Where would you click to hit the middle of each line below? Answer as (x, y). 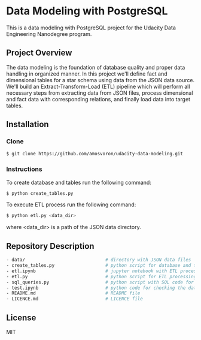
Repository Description (50, 246)
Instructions (25, 169)
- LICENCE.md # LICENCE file (75, 299)
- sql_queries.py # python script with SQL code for (100, 282)
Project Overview (39, 53)
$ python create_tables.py (40, 193)
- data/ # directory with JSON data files (99, 260)
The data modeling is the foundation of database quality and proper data (96, 67)
